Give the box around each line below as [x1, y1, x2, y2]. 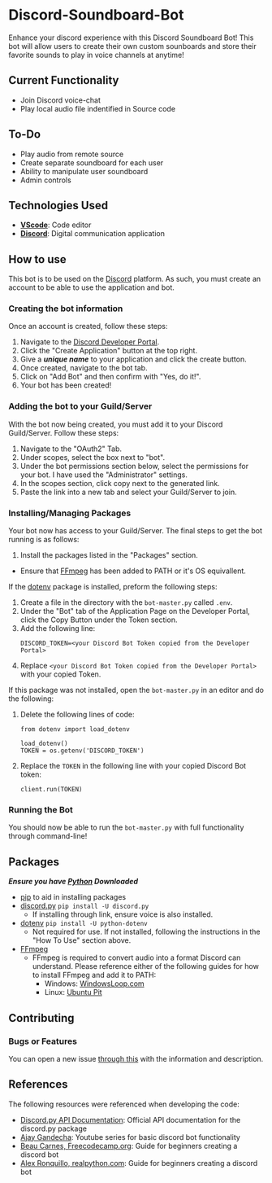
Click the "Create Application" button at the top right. [19, 346, 197, 356]
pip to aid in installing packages [19, 892, 127, 902]
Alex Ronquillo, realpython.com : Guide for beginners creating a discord [19, 1158, 258, 1168]
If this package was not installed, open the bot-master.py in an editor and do [8, 686, 264, 695]
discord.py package [19, 1124, 88, 1133]
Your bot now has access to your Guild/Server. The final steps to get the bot [8, 526, 262, 536]
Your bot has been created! [19, 380, 112, 390]
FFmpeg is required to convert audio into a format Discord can [32, 953, 241, 962]
